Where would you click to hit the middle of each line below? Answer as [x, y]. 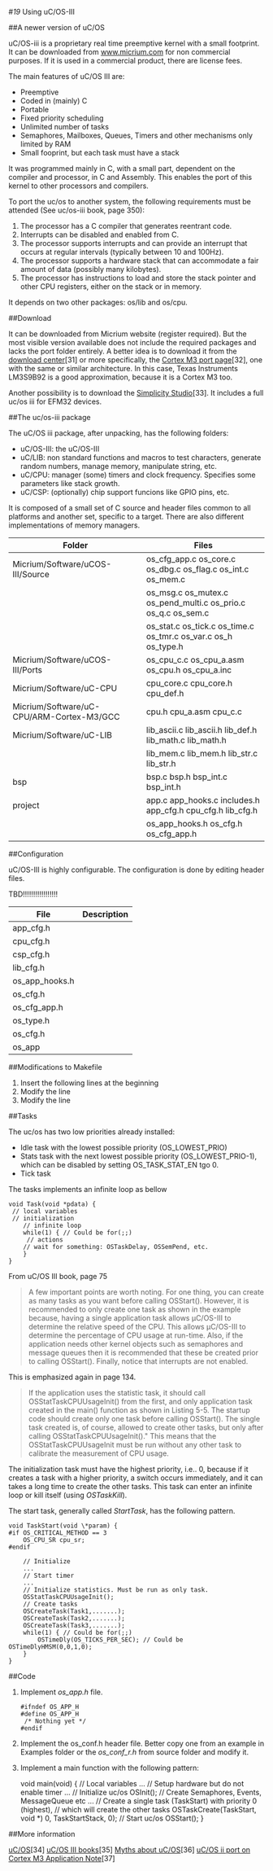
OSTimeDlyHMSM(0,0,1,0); [50, 1647]
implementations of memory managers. [74, 525]
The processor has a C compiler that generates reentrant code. [126, 226]
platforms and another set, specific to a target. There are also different [126, 517]
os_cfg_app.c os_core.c [191, 559]
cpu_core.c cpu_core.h [189, 683]
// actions [45, 1240]
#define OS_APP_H [50, 1714]
